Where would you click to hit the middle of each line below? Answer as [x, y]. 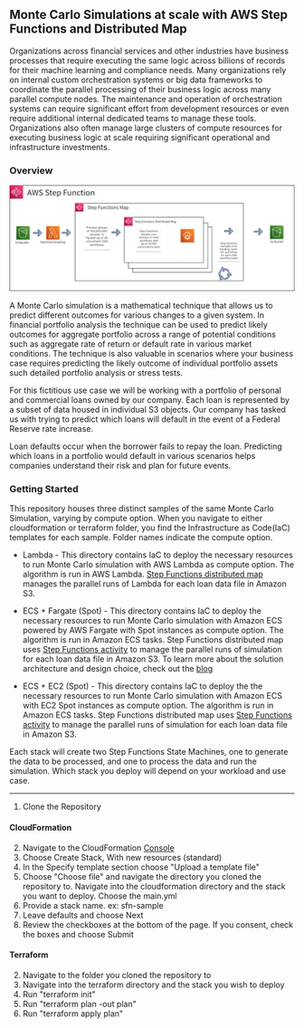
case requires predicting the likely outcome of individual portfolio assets [144, 363]
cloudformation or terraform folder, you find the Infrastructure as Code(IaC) [150, 528]
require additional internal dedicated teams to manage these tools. [133, 118]
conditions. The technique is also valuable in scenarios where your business [152, 354]
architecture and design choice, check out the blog [118, 669]
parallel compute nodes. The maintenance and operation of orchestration [146, 99]
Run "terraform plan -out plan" [80, 1004]
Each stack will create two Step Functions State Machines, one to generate [149, 752]
